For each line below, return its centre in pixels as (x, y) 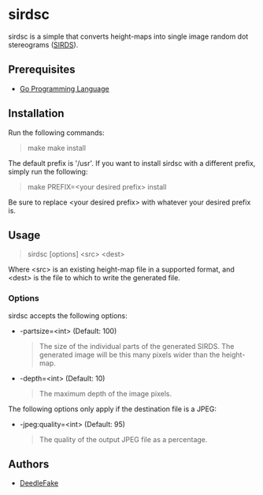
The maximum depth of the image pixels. (105, 393)
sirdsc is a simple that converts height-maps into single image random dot (128, 36)
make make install (57, 148)
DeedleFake (39, 483)
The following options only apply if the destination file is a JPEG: (112, 409)
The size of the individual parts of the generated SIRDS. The (137, 346)
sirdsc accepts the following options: (68, 315)
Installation (36, 113)
